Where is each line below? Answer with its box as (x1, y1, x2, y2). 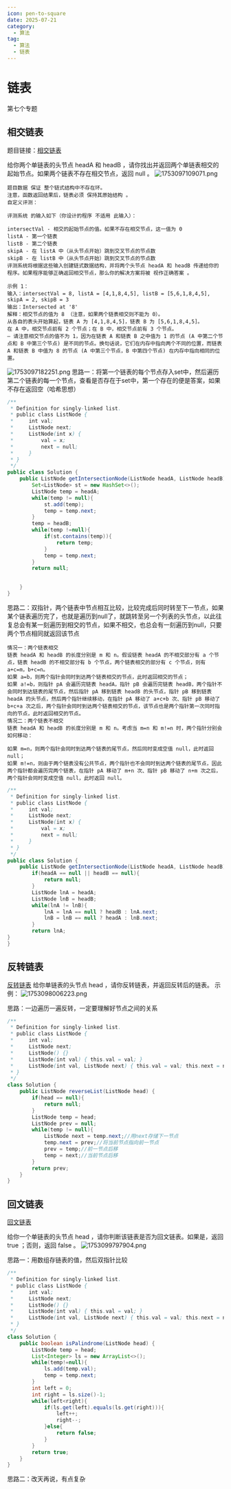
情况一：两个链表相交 (7, 644, 58, 651)
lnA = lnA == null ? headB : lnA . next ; (43, 908, 158, 916)
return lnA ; (32, 927, 67, 935)
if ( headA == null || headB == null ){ (32, 870, 140, 877)
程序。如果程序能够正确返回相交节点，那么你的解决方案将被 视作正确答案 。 (7, 269, 192, 276)
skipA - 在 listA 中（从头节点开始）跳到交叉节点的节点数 (7, 247, 156, 255)
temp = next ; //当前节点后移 (43, 1152, 118, 1159)
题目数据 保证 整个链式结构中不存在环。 (7, 184, 106, 191)
